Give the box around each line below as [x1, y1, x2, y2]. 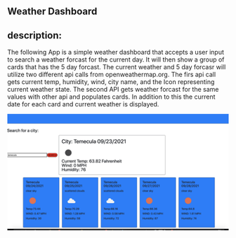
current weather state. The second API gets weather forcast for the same [7, 85, 219, 94]
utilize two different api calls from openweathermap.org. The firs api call [7, 70, 216, 79]
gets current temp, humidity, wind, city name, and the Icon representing [7, 78, 215, 86]
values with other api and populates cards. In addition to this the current [7, 92, 216, 101]
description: [7, 29, 62, 41]
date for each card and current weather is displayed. [7, 100, 159, 108]
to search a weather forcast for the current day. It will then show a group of [7, 55, 225, 64]
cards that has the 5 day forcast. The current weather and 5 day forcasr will [7, 63, 226, 71]
